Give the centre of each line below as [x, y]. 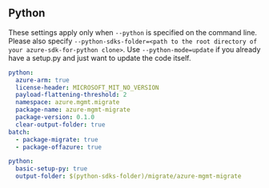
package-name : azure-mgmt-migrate [73, 110]
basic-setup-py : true [52, 169]
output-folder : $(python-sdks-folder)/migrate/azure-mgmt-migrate [128, 176]
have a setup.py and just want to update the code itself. [100, 58]
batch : [19, 132]
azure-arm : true [42, 80]
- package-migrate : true [57, 139]
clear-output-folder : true [60, 124]
